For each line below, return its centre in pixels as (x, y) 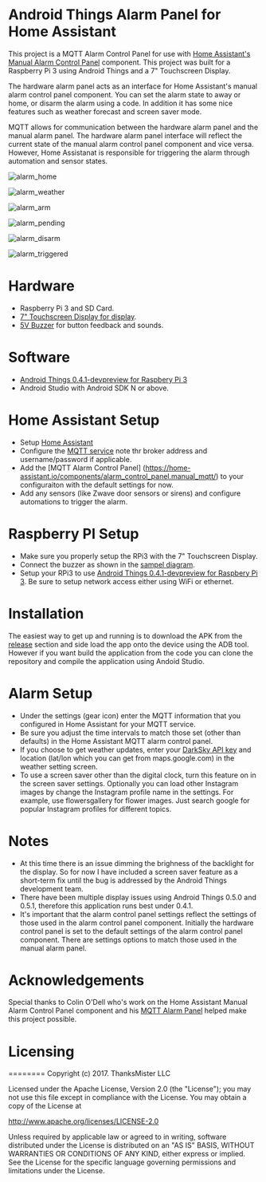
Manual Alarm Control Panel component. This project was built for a (119, 62)
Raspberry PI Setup (74, 534)
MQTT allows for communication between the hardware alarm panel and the (133, 127)
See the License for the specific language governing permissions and (122, 1162)
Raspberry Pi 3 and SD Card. (67, 308)
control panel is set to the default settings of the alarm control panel (131, 931)
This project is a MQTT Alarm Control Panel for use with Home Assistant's (129, 53)
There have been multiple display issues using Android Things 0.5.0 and (138, 897)
